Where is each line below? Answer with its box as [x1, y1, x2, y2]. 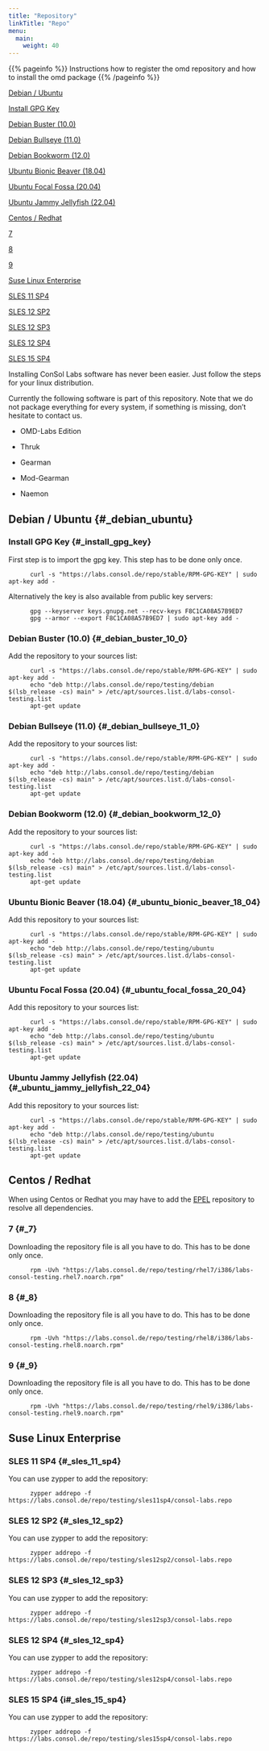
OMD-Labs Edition [19, 427, 82, 436]
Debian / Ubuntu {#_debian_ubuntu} [8, 512, 193, 526]
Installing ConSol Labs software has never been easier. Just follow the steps [8, 369, 262, 379]
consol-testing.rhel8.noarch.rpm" [8, 1341, 125, 1349]
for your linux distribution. [8, 378, 94, 388]
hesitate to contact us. [8, 411, 83, 420]
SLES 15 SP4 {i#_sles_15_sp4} [8, 1694, 127, 1705]
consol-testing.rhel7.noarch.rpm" [8, 1273, 125, 1281]
